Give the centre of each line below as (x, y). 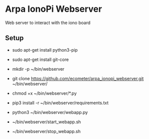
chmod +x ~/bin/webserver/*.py (44, 93)
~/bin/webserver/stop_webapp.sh (46, 131)
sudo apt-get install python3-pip (45, 50)
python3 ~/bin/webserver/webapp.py (50, 112)
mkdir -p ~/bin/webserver (38, 69)
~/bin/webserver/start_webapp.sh (47, 122)
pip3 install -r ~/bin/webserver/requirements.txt (60, 103)
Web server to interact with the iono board (48, 23)
